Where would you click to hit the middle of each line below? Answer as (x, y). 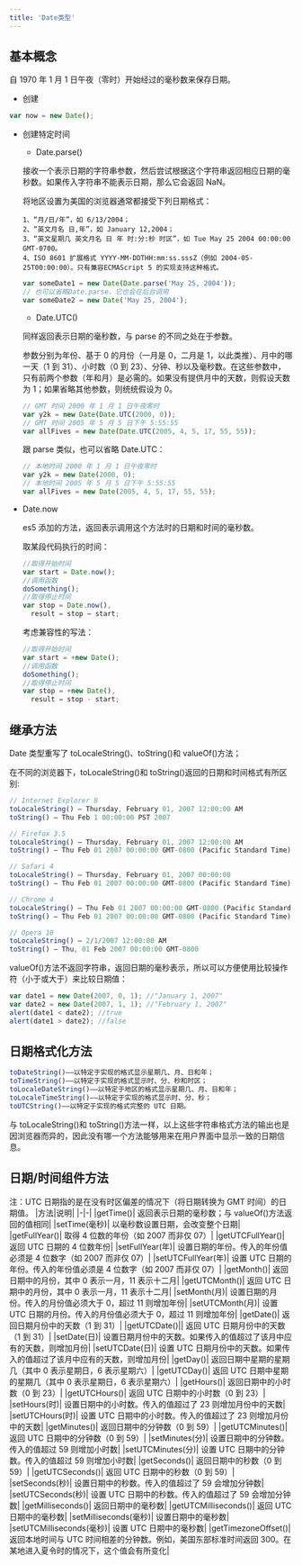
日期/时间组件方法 (59, 1178)
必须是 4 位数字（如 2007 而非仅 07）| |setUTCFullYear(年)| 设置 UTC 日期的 (151, 1258)
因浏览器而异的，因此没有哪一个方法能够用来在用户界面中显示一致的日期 (143, 1135)
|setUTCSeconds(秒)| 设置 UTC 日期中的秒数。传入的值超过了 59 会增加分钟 (150, 1494)
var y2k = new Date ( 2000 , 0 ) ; (79, 475)
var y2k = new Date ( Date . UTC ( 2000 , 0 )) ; (99, 414)
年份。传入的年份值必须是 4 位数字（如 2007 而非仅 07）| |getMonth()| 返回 (149, 1269)
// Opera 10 (31, 933)
